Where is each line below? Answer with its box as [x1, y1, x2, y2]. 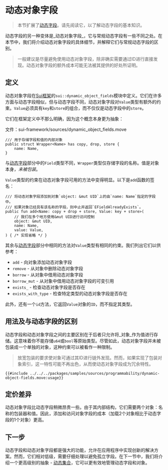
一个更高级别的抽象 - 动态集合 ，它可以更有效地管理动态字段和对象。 [9, 459, 150, 466]
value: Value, [14, 227, 43, 232]
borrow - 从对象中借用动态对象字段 [12, 272, 83, 278]
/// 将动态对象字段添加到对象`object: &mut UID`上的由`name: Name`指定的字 [5, 194, 152, 199]
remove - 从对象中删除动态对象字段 [12, 265, 83, 271]
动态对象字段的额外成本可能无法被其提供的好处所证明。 [26, 62, 140, 68]
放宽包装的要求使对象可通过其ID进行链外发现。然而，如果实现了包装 [17, 354, 158, 361]
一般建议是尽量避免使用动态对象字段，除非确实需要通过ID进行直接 [17, 56, 153, 62]
